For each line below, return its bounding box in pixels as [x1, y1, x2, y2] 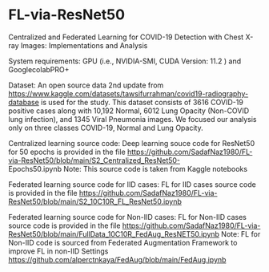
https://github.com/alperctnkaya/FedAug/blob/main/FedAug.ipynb [8, 254, 227, 264]
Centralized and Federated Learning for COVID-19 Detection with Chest [8, 32, 244, 42]
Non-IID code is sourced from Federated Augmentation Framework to [8, 237, 238, 247]
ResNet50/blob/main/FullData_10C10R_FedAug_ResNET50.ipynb [8, 229, 220, 238]
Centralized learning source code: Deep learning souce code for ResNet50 [8, 138, 255, 148]
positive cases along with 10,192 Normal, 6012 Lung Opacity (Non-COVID [8, 106, 250, 116]
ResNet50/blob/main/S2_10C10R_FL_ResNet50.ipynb [8, 197, 183, 206]
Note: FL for [221, 229, 261, 238]
